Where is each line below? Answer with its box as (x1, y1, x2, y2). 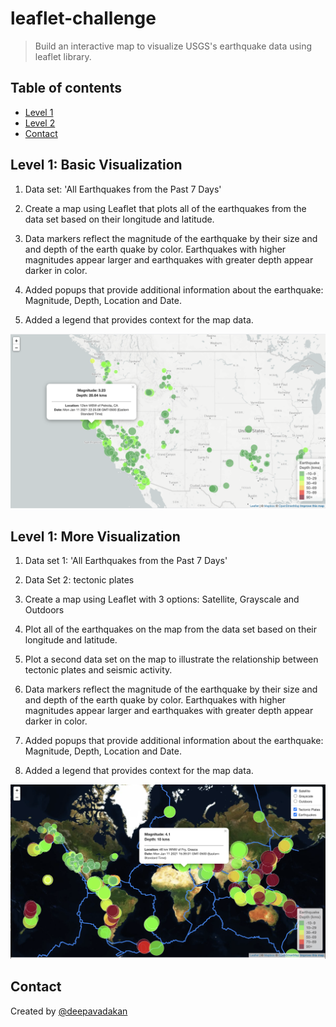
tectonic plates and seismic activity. (24, 663, 173, 676)
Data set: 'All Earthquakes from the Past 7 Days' (24, 183, 222, 195)
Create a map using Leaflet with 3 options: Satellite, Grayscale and (24, 593, 300, 605)
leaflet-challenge (10, 7, 157, 30)
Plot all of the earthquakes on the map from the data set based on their (24, 623, 318, 635)
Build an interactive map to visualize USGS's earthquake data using (34, 40, 313, 52)
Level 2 (24, 117, 56, 129)
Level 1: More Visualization (10, 528, 181, 545)
